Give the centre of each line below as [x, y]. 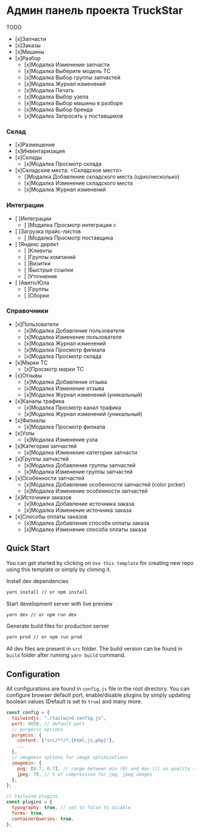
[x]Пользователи [37, 324]
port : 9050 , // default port [48, 724]
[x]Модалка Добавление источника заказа [79, 503]
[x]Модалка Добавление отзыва [65, 381]
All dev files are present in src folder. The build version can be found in [94, 649]
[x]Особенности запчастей [49, 478]
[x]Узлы [25, 433]
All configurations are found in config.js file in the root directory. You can [98, 689]
